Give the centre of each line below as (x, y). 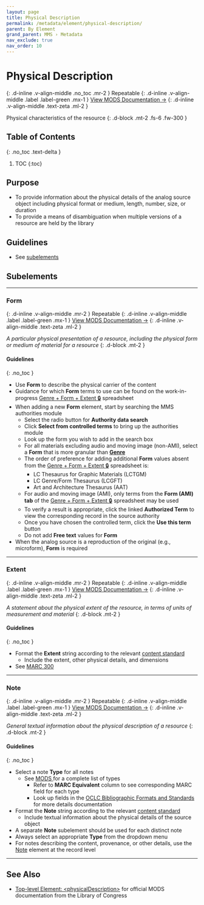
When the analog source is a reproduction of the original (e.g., (93, 542)
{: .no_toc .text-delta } (34, 152)
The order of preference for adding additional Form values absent (107, 459)
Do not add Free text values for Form (71, 535)
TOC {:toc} (29, 163)
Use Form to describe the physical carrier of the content (86, 384)
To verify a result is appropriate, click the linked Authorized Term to (109, 509)
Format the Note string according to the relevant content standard (98, 810)
